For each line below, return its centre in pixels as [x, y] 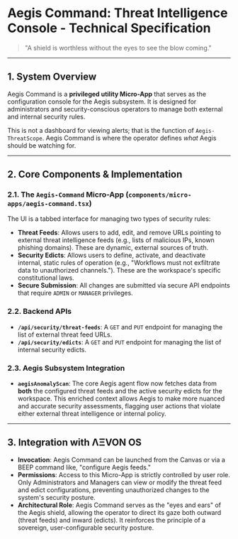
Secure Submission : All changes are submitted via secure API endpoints [124, 285]
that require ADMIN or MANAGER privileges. [75, 293]
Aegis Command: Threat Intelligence [118, 13]
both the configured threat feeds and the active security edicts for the [120, 391]
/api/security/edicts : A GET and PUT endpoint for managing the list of [119, 342]
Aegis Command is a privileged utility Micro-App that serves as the [107, 94]
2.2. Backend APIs [40, 312]
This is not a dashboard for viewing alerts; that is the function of [101, 130]
